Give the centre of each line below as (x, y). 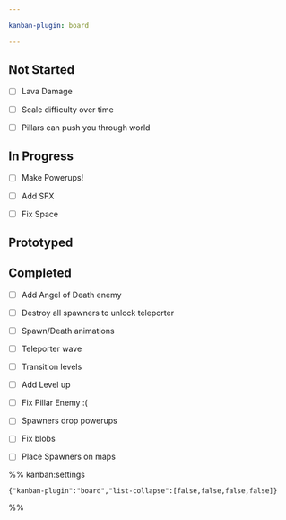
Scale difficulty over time (67, 110)
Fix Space (40, 214)
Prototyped (41, 243)
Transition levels (52, 367)
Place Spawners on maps (68, 457)
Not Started (42, 70)
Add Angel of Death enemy (71, 295)
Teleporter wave (52, 349)
